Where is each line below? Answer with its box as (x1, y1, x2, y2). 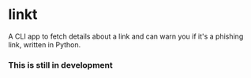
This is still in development (8, 59, 113, 70)
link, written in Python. (8, 39, 81, 49)
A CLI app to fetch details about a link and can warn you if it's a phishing (8, 32, 244, 41)
